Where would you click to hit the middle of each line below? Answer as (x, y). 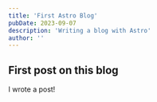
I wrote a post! (32, 89)
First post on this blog (63, 70)
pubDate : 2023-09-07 (43, 23)
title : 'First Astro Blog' (53, 16)
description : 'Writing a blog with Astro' (80, 30)
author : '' (26, 38)
